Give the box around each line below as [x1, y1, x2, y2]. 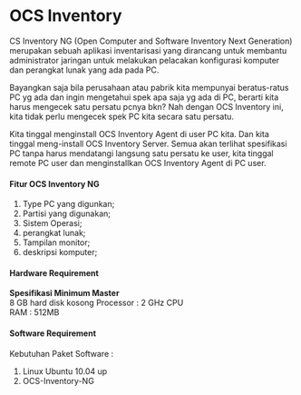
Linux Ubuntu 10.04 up [22, 365, 108, 377]
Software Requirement [9, 328, 97, 339]
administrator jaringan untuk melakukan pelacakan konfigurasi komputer [9, 54, 280, 65]
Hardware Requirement [9, 267, 100, 278]
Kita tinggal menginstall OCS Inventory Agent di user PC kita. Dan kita [9, 128, 270, 139]
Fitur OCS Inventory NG [9, 178, 100, 189]
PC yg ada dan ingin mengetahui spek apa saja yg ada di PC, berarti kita [9, 92, 279, 103]
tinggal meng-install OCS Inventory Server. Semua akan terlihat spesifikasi [9, 138, 287, 149]
